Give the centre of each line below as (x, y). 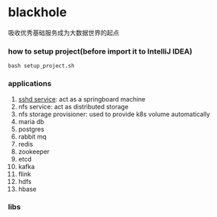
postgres (31, 129)
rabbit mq (32, 136)
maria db (31, 121)
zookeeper (34, 151)
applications (30, 84)
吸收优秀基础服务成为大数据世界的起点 (63, 32)
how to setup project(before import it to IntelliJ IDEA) (100, 51)
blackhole (38, 12)
